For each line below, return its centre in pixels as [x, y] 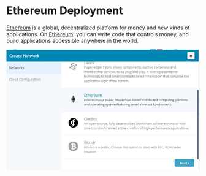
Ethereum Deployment [65, 11]
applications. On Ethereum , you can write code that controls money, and [97, 34]
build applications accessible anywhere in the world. [73, 40]
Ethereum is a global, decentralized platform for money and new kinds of [98, 28]
